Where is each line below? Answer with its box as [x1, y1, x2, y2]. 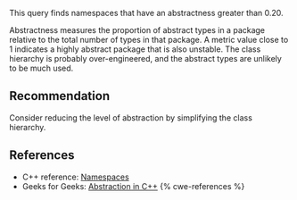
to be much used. [9, 62, 74, 73]
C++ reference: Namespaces [21, 171, 129, 182]
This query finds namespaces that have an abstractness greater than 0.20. [9, 8, 284, 18]
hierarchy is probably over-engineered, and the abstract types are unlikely [9, 54, 283, 63]
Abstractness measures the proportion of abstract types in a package [9, 25, 266, 35]
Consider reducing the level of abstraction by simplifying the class [9, 112, 252, 123]
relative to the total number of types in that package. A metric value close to [9, 35, 289, 45]
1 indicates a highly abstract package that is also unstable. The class [9, 44, 261, 54]
